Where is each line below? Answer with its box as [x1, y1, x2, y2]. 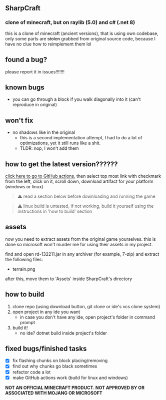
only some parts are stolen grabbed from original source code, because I [5, 35, 156, 41]
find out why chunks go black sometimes [12, 363, 97, 369]
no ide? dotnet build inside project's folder [19, 330, 107, 336]
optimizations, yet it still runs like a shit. [19, 140, 101, 146]
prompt [19, 319, 35, 325]
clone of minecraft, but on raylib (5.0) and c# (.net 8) [5, 19, 135, 26]
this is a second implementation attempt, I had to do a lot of [19, 135, 142, 141]
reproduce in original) [12, 102, 57, 108]
